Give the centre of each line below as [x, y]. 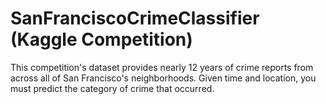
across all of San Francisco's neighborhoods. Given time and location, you [163, 78]
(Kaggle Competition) [101, 39]
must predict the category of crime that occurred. [112, 88]
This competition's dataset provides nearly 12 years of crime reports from [162, 67]
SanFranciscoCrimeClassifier [135, 18]
